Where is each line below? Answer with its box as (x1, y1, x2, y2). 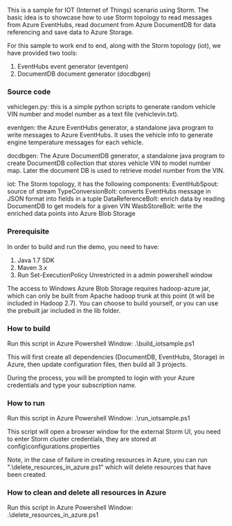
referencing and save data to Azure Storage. (7, 28, 134, 36)
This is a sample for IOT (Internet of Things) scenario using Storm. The (7, 6, 209, 14)
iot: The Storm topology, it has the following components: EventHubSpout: (7, 180, 219, 188)
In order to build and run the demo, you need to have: (7, 242, 159, 251)
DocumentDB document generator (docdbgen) (17, 69, 151, 78)
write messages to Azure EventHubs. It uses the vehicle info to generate (7, 131, 213, 139)
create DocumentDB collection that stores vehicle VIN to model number (7, 159, 211, 167)
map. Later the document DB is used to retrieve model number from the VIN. (7, 167, 225, 175)
